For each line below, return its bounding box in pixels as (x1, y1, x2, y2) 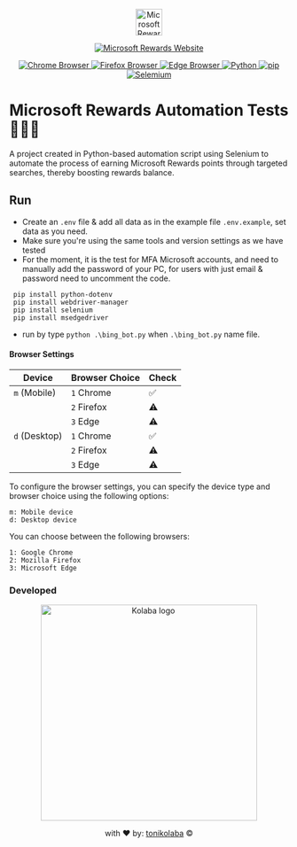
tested (21, 245, 46, 255)
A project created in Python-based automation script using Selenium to (9, 148, 269, 159)
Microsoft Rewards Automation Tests (9, 100, 289, 120)
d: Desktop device (9, 515, 77, 525)
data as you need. (21, 226, 89, 237)
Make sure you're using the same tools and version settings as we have (21, 235, 284, 245)
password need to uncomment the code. (21, 273, 171, 284)
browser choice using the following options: (9, 490, 169, 501)
